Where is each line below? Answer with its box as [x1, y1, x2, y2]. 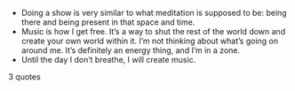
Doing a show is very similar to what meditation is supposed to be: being [20, 8, 287, 18]
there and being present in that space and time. [20, 17, 195, 27]
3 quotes [8, 72, 41, 82]
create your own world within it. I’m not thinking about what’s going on [20, 35, 279, 46]
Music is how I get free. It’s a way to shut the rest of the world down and [20, 27, 286, 36]
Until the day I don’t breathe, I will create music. [20, 55, 196, 64]
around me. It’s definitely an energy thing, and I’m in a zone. [20, 45, 241, 56]
